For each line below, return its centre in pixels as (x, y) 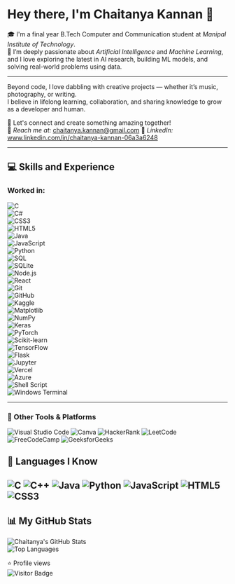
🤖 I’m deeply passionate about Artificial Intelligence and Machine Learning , (115, 51)
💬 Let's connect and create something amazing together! (89, 123)
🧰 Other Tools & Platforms (52, 416)
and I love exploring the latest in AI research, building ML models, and (108, 59)
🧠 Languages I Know (52, 462)
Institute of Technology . (41, 44)
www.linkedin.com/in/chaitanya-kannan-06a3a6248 (83, 137)
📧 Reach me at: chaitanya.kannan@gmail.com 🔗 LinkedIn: (90, 130)
